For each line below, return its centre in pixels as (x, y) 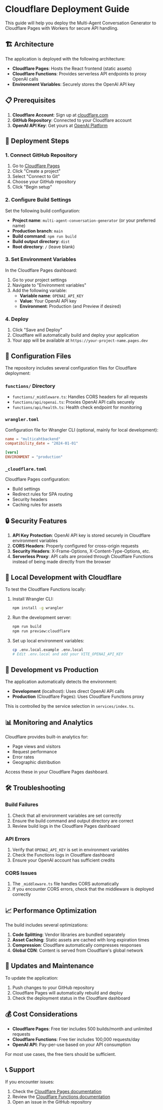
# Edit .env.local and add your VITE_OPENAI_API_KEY (68, 654)
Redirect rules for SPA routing (42, 494)
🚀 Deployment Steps (37, 141)
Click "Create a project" (36, 171)
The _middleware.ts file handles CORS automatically (65, 884)
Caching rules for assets (37, 505)
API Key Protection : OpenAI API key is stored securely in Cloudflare (81, 535)
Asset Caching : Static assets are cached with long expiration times (81, 940)
